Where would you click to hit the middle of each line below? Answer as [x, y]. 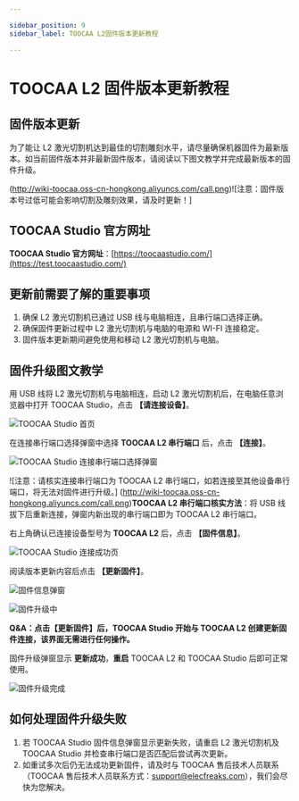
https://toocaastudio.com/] [163, 254]
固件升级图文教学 [56, 370]
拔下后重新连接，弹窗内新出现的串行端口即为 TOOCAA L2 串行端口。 [135, 513]
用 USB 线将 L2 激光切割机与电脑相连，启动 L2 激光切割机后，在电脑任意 [143, 393]
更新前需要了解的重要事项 [79, 294]
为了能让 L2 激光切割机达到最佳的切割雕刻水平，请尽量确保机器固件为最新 [145, 147]
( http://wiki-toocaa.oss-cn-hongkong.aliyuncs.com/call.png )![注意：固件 [143, 188]
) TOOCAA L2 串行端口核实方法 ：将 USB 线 [208, 503]
